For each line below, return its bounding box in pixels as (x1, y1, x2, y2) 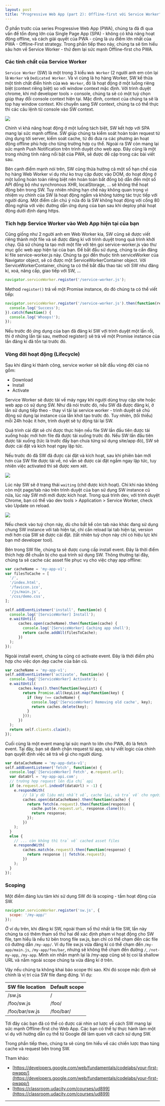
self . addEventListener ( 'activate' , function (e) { (5, 672, 109, 677)
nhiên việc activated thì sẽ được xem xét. (5, 463, 88, 469)
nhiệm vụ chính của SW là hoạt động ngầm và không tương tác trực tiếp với (5, 192, 158, 198)
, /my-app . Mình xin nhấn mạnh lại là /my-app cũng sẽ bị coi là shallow (18, 952, 159, 958)
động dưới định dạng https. (5, 208, 60, 214)
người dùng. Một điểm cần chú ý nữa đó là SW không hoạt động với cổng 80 (5, 197, 160, 203)
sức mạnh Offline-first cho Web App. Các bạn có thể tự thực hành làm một (5, 1026, 156, 1032)
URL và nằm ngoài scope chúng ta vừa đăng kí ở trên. (5, 957, 114, 963)
